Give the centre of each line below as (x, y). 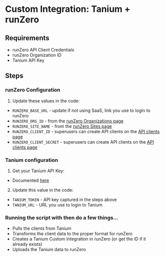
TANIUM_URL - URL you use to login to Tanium (57, 205)
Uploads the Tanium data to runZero (49, 250)
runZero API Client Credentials (43, 50)
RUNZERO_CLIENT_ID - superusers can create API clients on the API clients (86, 131)
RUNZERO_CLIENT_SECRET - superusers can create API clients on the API (83, 142)
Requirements (27, 38)
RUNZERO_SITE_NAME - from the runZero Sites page (62, 126)
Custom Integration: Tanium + (68, 9)
